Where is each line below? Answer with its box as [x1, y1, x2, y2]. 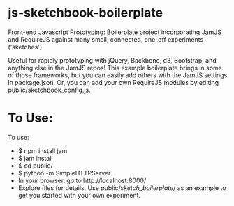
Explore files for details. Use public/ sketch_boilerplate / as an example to [17, 183, 226, 192]
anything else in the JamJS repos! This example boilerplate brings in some [8, 63, 223, 72]
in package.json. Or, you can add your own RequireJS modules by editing [8, 78, 219, 86]
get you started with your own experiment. [17, 191, 141, 199]
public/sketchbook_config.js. [8, 86, 91, 94]
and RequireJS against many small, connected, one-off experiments [8, 35, 204, 43]
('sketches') [8, 42, 43, 51]
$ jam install [17, 154, 53, 162]
